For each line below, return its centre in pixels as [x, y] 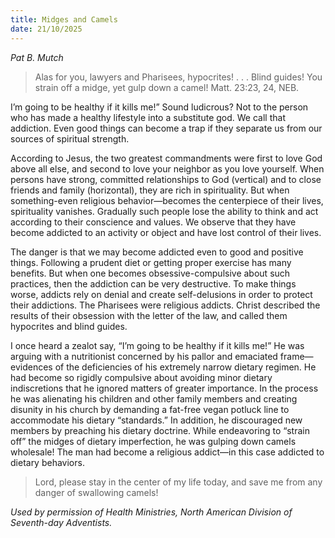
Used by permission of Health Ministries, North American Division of [151, 512]
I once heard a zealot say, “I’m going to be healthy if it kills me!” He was [157, 345]
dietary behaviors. [47, 462]
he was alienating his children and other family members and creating [154, 398]
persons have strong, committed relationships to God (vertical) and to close [166, 179]
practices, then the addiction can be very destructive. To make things [153, 283]
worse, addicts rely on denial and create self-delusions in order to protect [161, 294]
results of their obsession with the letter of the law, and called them [149, 315]
